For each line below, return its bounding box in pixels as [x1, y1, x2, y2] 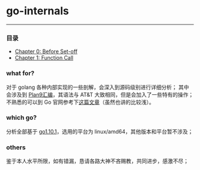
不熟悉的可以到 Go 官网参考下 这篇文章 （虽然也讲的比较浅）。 [6, 98, 155, 106]
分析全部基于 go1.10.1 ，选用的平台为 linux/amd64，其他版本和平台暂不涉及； [6, 128, 193, 135]
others [6, 143, 26, 152]
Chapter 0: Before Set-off [14, 48, 78, 55]
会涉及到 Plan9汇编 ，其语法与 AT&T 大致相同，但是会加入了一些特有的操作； [6, 91, 194, 98]
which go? [6, 113, 37, 122]
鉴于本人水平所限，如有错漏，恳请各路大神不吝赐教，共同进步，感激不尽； [6, 157, 189, 165]
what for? [6, 69, 35, 78]
